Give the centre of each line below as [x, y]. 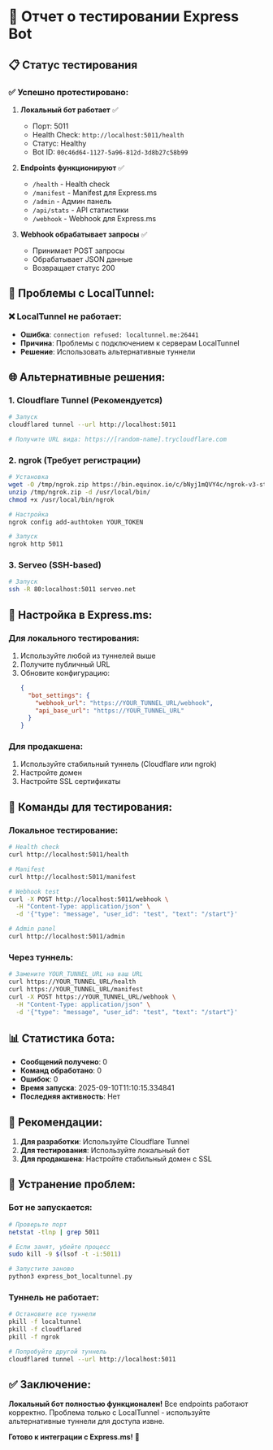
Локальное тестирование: [63, 830]
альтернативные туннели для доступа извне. [87, 1422]
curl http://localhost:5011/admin [67, 937]
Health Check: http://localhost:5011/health [108, 134]
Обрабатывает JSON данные [82, 259]
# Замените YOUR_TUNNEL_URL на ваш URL [76, 974]
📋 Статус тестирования [73, 65]
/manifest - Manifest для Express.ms [94, 192]
